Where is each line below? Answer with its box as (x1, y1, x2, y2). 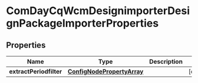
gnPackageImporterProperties (6, 16, 159, 30)
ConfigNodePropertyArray (67, 68, 144, 75)
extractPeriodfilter (9, 68, 62, 75)
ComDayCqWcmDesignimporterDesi (6, 4, 190, 18)
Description (149, 58, 183, 65)
